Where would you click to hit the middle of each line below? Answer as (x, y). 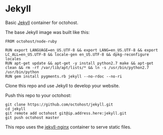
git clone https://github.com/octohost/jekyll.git (59, 104)
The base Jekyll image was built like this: (48, 32)
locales (13, 59)
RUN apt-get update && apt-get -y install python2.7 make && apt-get (79, 63)
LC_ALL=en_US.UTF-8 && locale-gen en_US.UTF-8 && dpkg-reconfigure (77, 54)
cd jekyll (16, 109)
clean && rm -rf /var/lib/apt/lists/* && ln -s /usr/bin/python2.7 (77, 67)
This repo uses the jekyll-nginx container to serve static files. (68, 127)
